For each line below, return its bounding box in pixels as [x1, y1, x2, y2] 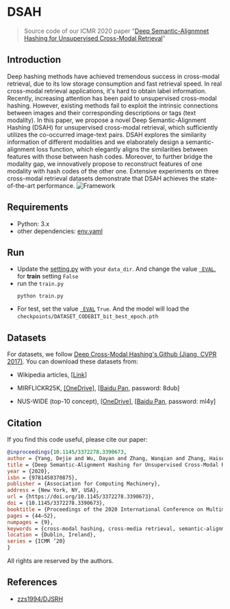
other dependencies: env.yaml [16, 227, 103, 235]
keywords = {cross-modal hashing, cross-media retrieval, [7, 525, 176, 532]
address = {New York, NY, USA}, [7, 487, 99, 494]
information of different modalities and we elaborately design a [7, 138, 184, 146]
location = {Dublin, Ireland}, [7, 532, 97, 538]
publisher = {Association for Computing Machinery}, [7, 481, 161, 488]
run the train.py [16, 279, 64, 288]
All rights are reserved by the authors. [7, 557, 114, 564]
